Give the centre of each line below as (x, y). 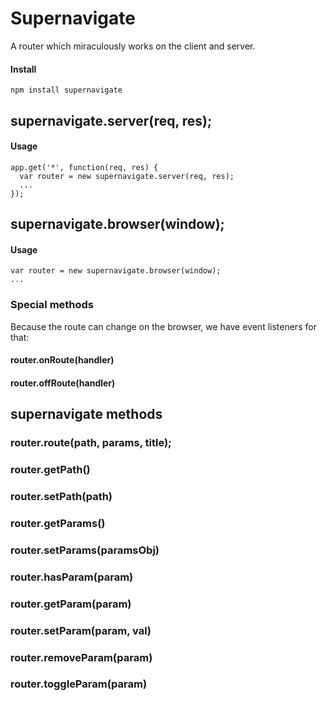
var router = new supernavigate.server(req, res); (127, 176)
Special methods (52, 305)
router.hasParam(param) (72, 577)
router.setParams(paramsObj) (85, 550)
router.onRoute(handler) (62, 360)
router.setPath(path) (61, 496)
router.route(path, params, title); (91, 443)
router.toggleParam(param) (79, 684)
